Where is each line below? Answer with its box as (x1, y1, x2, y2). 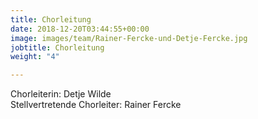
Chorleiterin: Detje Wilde (10, 88, 112, 100)
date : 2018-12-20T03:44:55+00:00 (10, 24, 150, 34)
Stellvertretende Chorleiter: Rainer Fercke (10, 99, 182, 111)
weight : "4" (10, 52, 60, 62)
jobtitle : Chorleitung (10, 42, 105, 53)
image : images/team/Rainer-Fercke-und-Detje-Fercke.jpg (10, 33, 248, 43)
